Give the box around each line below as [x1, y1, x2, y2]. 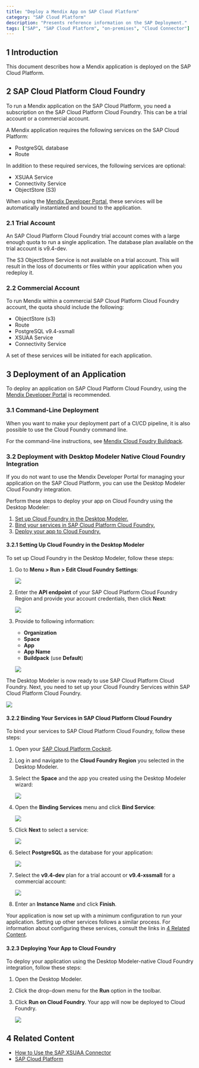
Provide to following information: [14, 618, 95, 625]
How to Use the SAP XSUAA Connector [14, 1049, 112, 1056]
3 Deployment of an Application [6, 369, 126, 379]
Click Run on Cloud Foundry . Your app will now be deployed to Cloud [14, 999, 185, 1006]
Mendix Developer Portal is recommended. [6, 391, 111, 399]
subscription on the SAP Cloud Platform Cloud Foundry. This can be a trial [6, 108, 187, 116]
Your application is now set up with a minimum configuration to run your [6, 912, 182, 920]
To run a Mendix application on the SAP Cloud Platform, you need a [6, 102, 171, 109]
